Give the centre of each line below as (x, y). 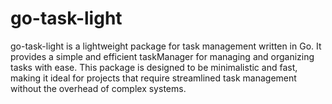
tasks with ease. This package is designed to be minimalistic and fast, (154, 67)
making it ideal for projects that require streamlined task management (153, 78)
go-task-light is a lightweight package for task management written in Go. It (166, 46)
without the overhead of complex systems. (98, 88)
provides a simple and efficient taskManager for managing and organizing (162, 56)
